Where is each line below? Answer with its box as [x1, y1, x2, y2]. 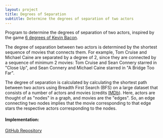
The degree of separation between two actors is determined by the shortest [5, 44, 157, 50]
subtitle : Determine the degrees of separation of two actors [5, 16, 134, 21]
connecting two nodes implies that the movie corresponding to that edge [5, 100, 151, 106]
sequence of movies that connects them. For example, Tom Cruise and [5, 49, 147, 55]
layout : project [5, 7, 38, 12]
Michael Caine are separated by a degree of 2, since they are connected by [5, 55, 157, 60]
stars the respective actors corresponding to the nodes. [5, 105, 117, 111]
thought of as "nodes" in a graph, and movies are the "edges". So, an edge [5, 95, 155, 101]
